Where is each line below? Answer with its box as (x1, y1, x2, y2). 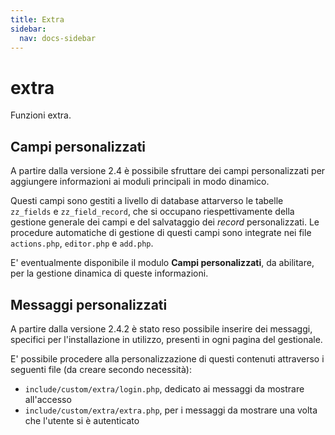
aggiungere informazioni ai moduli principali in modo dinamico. (10, 176, 270, 188)
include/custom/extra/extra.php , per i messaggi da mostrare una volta (24, 404, 318, 416)
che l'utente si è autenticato (24, 414, 140, 426)
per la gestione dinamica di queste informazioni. (10, 267, 209, 280)
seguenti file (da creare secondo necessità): (10, 363, 193, 375)
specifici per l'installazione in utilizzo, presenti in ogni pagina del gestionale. (10, 333, 323, 345)
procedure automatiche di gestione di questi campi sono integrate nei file (10, 227, 312, 239)
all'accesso (24, 393, 72, 405)
